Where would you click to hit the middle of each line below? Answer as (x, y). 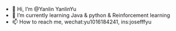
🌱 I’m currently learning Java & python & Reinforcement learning (91, 15)
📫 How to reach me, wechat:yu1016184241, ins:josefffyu (81, 22)
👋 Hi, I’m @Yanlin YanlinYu (44, 9)
